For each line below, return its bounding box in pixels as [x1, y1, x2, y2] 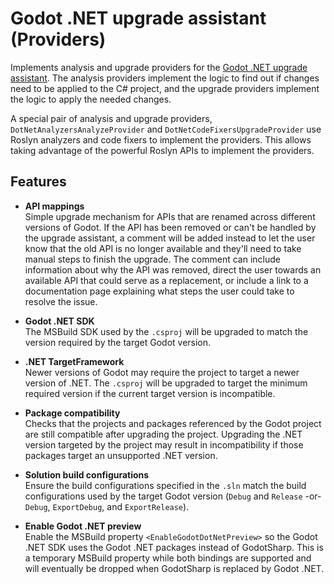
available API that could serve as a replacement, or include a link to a [24, 274, 309, 286]
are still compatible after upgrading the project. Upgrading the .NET [24, 428, 303, 440]
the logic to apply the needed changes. [10, 93, 172, 105]
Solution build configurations [24, 468, 150, 481]
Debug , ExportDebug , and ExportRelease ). [24, 500, 190, 512]
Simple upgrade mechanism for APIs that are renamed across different [24, 210, 316, 222]
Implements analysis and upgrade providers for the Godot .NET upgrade [10, 61, 308, 73]
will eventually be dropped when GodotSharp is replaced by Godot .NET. [24, 562, 325, 574]
